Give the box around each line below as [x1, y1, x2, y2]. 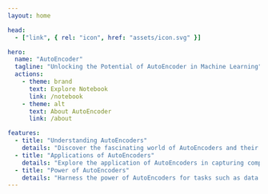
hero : [7, 48, 26, 56]
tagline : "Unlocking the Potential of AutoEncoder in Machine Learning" [14, 63, 262, 71]
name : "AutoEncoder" [14, 55, 83, 64]
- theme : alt [22, 100, 66, 108]
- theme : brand [22, 77, 73, 85]
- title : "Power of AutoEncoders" [14, 166, 130, 174]
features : [7, 129, 41, 137]
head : [7, 26, 26, 34]
